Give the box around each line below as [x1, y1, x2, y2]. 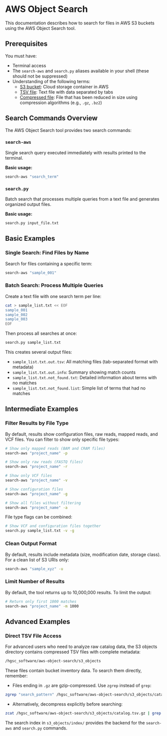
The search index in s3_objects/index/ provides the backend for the [5, 720, 145, 726]
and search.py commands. [13, 725, 68, 731]
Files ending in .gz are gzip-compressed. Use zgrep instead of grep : [12, 682, 152, 688]
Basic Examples [5, 234, 56, 243]
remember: [5, 673, 28, 679]
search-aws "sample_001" [5, 270, 57, 275]
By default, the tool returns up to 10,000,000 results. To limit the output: [5, 589, 152, 595]
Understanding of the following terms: [12, 78, 90, 84]
